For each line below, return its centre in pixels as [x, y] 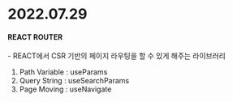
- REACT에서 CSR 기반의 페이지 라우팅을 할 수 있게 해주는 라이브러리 [117, 56]
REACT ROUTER [35, 36]
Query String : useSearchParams [74, 81]
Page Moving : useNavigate [65, 89]
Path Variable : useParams [63, 72]
